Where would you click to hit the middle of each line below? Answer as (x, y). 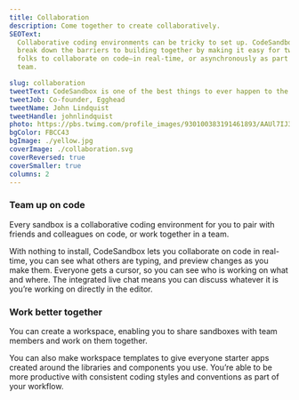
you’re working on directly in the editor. (81, 289)
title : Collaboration (49, 17)
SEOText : (25, 34)
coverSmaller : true (45, 165)
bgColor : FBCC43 (39, 133)
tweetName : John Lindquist (59, 108)
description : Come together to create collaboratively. (115, 26)
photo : (21, 124)
